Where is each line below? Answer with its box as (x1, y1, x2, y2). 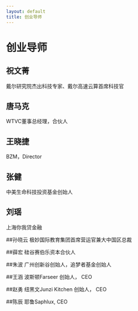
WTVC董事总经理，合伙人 (6, 118, 68, 125)
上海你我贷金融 (6, 223, 42, 230)
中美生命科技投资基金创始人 (6, 188, 73, 195)
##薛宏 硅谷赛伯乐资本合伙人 (6, 249, 76, 256)
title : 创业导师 (6, 14, 42, 20)
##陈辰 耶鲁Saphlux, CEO (6, 298, 68, 305)
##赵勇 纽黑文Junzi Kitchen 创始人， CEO (6, 285, 107, 292)
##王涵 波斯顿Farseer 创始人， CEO (6, 273, 92, 280)
